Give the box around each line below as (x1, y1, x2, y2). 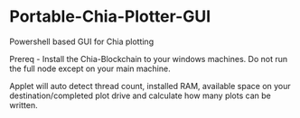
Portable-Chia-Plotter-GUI (9, 6, 211, 27)
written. (9, 99, 38, 110)
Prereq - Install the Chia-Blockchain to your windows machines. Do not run (9, 53, 287, 64)
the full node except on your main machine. (9, 63, 171, 74)
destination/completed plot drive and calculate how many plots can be (9, 90, 271, 101)
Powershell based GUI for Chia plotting (9, 36, 155, 47)
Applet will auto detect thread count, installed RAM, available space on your (9, 80, 291, 91)
